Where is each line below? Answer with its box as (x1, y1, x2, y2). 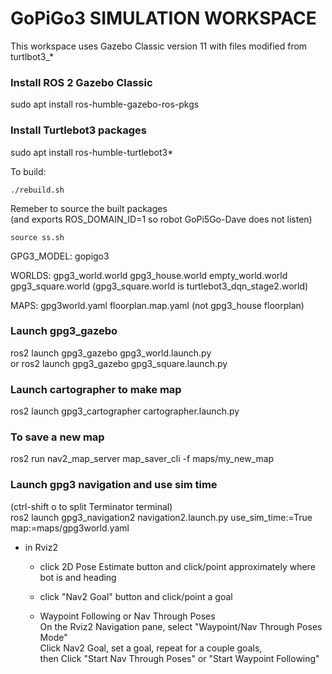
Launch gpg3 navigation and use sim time (10, 478, 218, 492)
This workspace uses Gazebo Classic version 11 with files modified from (10, 40, 308, 52)
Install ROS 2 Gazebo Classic (10, 75, 153, 89)
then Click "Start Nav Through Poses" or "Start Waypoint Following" (39, 652, 320, 664)
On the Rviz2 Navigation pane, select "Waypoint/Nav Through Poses (39, 620, 323, 632)
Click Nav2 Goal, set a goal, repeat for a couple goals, (39, 642, 263, 654)
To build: (10, 165, 47, 177)
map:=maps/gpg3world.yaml (10, 522, 130, 534)
